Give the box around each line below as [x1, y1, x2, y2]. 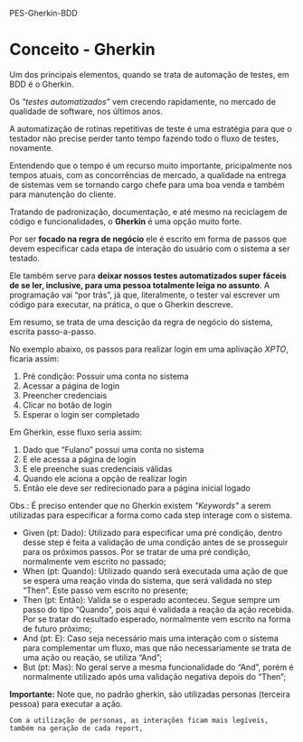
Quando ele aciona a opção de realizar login [22, 473, 187, 484]
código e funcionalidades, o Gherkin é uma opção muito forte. [9, 216, 242, 227]
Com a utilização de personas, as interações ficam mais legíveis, [9, 716, 270, 725]
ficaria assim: [9, 352, 60, 364]
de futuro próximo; [22, 623, 92, 634]
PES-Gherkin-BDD [9, 8, 79, 18]
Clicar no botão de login [22, 399, 113, 410]
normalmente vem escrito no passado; [22, 556, 166, 567]
